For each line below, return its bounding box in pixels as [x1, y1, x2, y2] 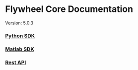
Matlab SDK [5, 46, 35, 53]
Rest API [5, 59, 26, 66]
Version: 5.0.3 [5, 20, 34, 26]
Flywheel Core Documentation [5, 3, 133, 15]
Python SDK [5, 32, 35, 39]
